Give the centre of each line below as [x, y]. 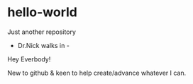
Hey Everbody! [29, 59]
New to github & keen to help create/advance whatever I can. [97, 73]
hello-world [43, 12]
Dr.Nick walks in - [43, 45]
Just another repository [42, 32]
